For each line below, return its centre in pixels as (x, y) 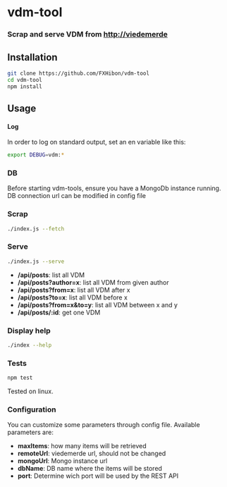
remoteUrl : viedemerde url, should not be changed (92, 454)
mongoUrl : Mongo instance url (62, 461)
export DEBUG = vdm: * (36, 155)
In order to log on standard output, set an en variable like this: (97, 142)
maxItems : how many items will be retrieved (82, 446)
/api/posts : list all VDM (51, 275)
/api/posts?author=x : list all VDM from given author (93, 282)
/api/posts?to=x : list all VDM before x (73, 297)
